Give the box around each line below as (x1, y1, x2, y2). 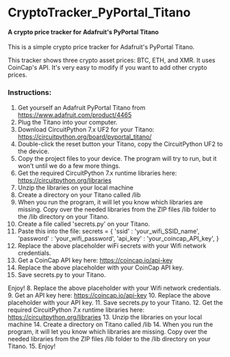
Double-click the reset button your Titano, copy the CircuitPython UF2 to (17, 140, 223, 148)
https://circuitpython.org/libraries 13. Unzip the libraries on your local (8, 313, 203, 321)
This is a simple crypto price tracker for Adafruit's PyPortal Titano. (8, 43, 195, 51)
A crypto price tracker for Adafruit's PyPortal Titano (8, 27, 159, 36)
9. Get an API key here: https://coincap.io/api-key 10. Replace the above (8, 291, 211, 299)
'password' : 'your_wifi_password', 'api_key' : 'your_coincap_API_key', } (17, 234, 220, 242)
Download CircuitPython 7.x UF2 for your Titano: (17, 125, 155, 133)
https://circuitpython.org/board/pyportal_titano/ (17, 132, 152, 141)
